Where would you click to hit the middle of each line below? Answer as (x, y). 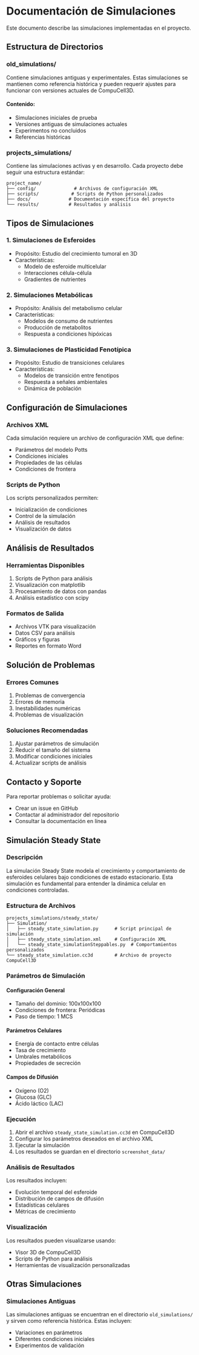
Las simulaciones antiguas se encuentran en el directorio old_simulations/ (100, 1314)
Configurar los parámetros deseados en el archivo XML (84, 1138)
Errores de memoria (40, 702)
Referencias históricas (43, 137)
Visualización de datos (43, 529)
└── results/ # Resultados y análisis (69, 205)
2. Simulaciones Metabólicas (50, 295)
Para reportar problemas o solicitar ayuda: (59, 797)
